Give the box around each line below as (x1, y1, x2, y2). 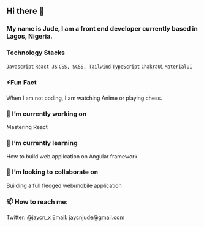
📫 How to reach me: (6, 197, 69, 206)
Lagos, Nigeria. (6, 32, 53, 40)
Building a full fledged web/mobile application (6, 182, 123, 189)
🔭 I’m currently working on (6, 110, 87, 118)
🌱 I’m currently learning (6, 139, 78, 147)
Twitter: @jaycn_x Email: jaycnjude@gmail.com (6, 214, 125, 221)
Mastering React (6, 124, 48, 131)
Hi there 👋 (6, 6, 45, 17)
